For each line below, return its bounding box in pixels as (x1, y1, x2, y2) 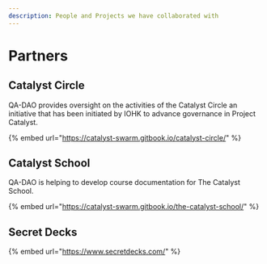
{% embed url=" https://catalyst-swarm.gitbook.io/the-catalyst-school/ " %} (8, 202, 260, 212)
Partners (8, 46, 69, 65)
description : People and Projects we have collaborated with (8, 11, 219, 20)
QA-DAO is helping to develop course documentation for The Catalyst (8, 178, 241, 187)
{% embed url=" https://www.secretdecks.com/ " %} (8, 247, 181, 257)
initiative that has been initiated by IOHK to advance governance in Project (8, 108, 256, 118)
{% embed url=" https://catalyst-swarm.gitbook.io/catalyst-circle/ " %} (8, 132, 241, 142)
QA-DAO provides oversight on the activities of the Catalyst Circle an (8, 100, 238, 110)
